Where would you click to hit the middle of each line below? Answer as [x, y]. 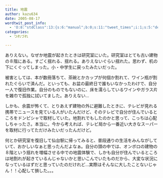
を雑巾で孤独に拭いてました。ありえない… [47, 95]
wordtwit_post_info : [26, 23]
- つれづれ [19, 37]
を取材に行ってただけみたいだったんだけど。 [49, 130]
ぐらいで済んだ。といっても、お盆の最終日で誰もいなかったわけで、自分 [85, 83]
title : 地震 [16, 9]
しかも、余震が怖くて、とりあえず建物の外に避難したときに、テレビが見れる [81, 106]
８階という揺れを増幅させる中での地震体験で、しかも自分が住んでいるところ [81, 152]
